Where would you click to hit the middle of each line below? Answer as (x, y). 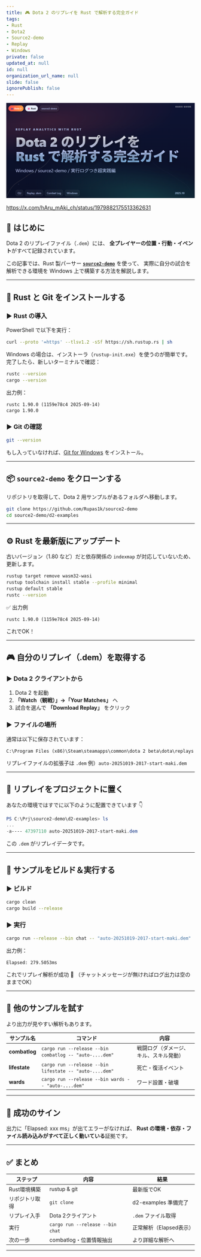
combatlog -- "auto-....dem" (78, 1055)
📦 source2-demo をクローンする (64, 479)
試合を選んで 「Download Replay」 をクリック (72, 708)
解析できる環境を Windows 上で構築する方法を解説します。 (79, 271)
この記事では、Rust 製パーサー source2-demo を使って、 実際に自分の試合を (99, 263)
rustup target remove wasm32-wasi (49, 576)
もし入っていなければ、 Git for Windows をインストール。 (76, 452)
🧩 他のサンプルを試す (45, 1008)
